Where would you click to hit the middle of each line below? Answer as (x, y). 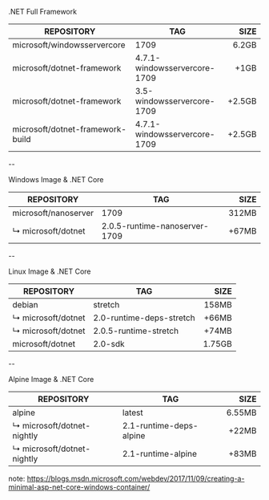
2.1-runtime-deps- (161, 426)
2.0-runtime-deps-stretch (144, 318)
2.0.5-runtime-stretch (136, 331)
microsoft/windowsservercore (69, 45)
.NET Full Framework (43, 12)
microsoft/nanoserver (53, 213)
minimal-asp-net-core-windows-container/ (79, 487)
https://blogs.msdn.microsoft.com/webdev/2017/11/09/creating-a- (136, 478)
